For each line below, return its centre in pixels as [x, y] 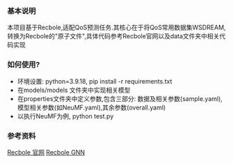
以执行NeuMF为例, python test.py [65, 116]
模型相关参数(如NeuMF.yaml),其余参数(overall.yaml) [91, 107]
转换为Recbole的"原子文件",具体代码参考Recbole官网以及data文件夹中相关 [113, 36]
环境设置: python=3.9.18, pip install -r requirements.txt [95, 81]
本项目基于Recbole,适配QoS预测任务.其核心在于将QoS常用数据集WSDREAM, [116, 28]
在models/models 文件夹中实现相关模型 [74, 90]
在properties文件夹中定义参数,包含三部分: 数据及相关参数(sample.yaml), [120, 98]
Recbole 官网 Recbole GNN [46, 152]
